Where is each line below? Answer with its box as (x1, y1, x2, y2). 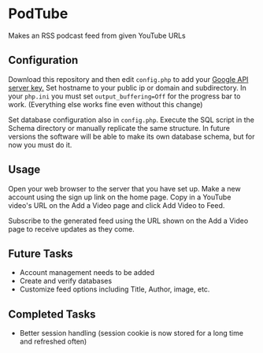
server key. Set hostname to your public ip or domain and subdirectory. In (8, 83, 246, 92)
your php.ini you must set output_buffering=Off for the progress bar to (8, 91, 241, 101)
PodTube (8, 5, 69, 23)
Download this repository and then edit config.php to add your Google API (8, 74, 249, 84)
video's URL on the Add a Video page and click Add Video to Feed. (8, 200, 225, 210)
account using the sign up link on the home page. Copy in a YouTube (8, 192, 232, 202)
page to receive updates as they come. (8, 224, 135, 233)
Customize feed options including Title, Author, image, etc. (19, 284, 210, 294)
